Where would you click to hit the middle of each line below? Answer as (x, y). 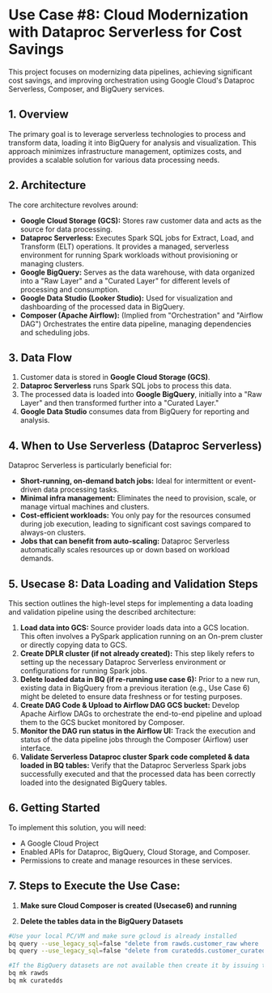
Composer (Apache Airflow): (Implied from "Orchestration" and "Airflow (142, 315)
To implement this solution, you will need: (77, 827)
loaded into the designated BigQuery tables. (93, 782)
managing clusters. (52, 263)
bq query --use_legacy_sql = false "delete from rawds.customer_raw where (134, 944)
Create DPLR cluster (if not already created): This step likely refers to (137, 653)
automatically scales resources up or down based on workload (125, 550)
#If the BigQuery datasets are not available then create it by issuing (134, 965)
